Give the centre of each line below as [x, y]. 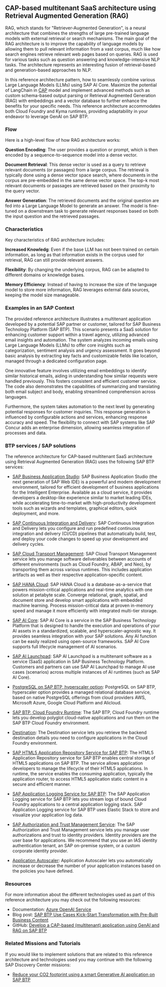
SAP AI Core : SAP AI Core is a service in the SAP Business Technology [84, 620]
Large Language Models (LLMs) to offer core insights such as [68, 345]
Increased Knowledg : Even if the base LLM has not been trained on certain [82, 249]
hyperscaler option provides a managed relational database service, [82, 692]
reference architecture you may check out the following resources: [73, 900]
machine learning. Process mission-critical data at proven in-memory [83, 605]
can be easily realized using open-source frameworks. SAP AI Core [81, 641]
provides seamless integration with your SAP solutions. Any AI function [84, 636]
